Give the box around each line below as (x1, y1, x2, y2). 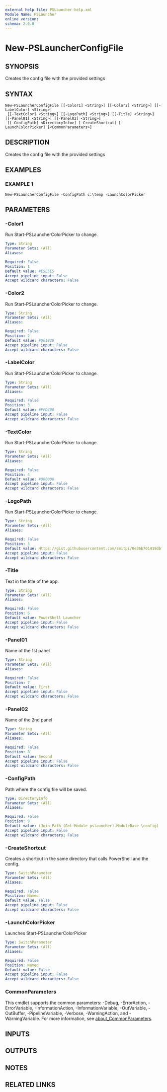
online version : (5, 16, 39, 21)
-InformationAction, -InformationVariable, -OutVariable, (34, 1005, 148, 1011)
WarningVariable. (5, 1015, 41, 1021)
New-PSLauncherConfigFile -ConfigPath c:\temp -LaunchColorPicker (5, 192, 146, 197)
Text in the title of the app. (5, 578, 59, 584)
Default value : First (5, 685, 50, 690)
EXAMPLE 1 (5, 181, 34, 188)
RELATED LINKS (5, 1081, 56, 1089)
